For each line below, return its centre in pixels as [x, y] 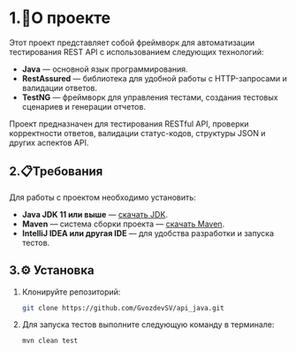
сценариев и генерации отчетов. [83, 106]
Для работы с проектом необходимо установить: [102, 197]
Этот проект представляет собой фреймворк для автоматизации [132, 42]
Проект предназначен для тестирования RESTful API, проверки [129, 124]
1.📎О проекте [60, 18]
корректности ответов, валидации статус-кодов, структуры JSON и [137, 133]
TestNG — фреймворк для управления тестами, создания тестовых [150, 97]
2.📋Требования [56, 172]
